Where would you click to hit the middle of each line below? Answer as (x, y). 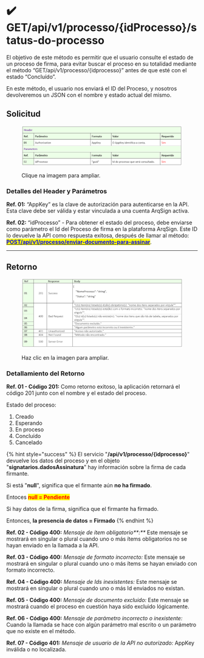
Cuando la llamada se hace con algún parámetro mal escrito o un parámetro (101, 625)
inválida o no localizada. (36, 649)
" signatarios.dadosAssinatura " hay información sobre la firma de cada (96, 467)
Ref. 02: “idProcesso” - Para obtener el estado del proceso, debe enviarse (99, 223)
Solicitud (24, 114)
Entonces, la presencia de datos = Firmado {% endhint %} (80, 520)
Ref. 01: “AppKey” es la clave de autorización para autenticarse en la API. (98, 204)
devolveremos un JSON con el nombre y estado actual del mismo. (89, 95)
